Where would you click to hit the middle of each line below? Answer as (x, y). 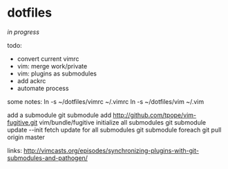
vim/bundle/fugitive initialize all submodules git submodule (122, 122)
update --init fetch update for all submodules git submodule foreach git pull (114, 130)
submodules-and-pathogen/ (48, 158)
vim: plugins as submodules (57, 73)
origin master (26, 137)
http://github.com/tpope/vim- (155, 115)
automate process (43, 88)
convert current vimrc (48, 59)
